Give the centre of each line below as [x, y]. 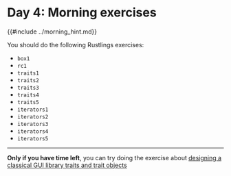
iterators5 [33, 138]
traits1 [28, 73]
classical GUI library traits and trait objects [67, 165]
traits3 [28, 88]
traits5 [28, 102]
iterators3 [33, 124]
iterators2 [33, 117]
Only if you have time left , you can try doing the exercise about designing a [114, 158]
